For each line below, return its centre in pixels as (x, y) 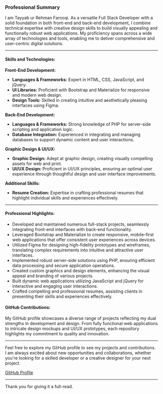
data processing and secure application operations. (64, 265)
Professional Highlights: (30, 213)
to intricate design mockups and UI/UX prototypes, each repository (72, 328)
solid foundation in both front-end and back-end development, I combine (78, 23)
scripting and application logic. (43, 129)
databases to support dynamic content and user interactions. (73, 139)
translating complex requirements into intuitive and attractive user (78, 250)
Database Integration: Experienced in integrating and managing (76, 134)
